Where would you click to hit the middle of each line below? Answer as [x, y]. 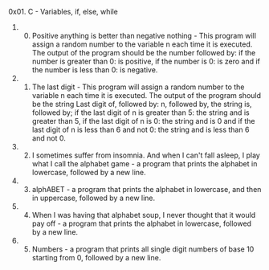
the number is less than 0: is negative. [95, 70]
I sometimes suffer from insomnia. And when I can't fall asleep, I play [146, 155]
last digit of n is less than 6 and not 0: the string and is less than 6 [141, 129]
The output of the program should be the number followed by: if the [144, 53]
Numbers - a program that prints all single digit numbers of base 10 [143, 249]
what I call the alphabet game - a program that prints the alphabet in [145, 164]
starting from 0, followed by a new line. [96, 258]
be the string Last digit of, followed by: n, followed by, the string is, [142, 104]
